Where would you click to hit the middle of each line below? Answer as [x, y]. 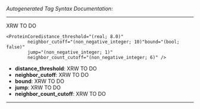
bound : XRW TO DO [39, 81]
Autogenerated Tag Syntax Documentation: [60, 9]
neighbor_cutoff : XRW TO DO [52, 75]
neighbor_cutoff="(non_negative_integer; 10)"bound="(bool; [104, 42]
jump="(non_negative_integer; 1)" [70, 52]
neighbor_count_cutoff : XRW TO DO [60, 94]
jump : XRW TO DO [38, 88]
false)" [16, 47]
